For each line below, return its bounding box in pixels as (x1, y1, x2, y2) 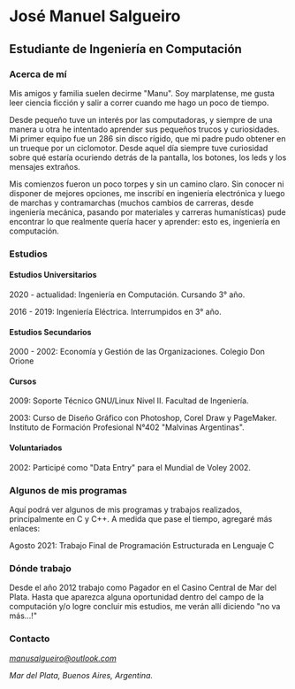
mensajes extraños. (9, 161, 81, 172)
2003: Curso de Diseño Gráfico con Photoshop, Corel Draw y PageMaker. (9, 413, 277, 424)
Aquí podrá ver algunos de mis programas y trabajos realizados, (9, 504, 243, 515)
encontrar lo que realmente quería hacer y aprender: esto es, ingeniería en (9, 216, 281, 226)
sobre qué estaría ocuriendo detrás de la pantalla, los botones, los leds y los (9, 152, 287, 163)
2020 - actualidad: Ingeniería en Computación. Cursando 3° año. (9, 289, 246, 300)
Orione (9, 356, 34, 366)
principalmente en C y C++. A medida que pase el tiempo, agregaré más (9, 513, 273, 524)
